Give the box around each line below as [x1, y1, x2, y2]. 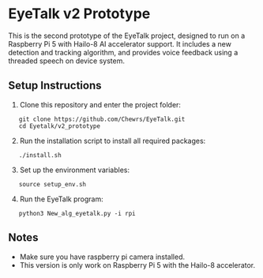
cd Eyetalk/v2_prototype [18, 122, 101, 130]
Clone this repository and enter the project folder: [19, 100, 182, 109]
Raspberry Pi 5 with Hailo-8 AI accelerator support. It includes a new [8, 39, 231, 48]
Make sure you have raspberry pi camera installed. [19, 252, 186, 261]
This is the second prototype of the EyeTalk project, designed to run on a [8, 31, 246, 40]
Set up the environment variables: [19, 165, 130, 175]
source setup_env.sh [18, 180, 87, 188]
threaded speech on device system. [8, 56, 125, 66]
